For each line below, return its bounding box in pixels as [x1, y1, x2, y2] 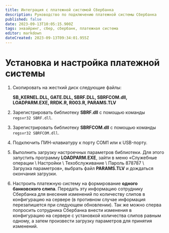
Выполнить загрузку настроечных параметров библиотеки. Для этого [12, 149, 164, 155]
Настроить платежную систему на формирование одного [12, 180, 138, 186]
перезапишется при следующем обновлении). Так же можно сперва [12, 202, 161, 208]
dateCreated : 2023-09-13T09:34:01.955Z [5, 36, 89, 41]
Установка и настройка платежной [5, 57, 160, 68]
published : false [5, 17, 42, 22]
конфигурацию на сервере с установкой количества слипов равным [12, 212, 161, 218]
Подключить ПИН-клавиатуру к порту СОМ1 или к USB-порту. [12, 139, 148, 145]
